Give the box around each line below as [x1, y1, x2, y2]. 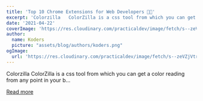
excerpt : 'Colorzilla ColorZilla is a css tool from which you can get [6, 14, 196, 20]
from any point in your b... [6, 76, 71, 84]
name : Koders [11, 37, 45, 43]
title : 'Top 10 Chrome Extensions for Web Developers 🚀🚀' [6, 8, 155, 15]
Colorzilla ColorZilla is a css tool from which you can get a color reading [6, 70, 185, 77]
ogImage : [6, 48, 28, 54]
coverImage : [6, 25, 36, 32]
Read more [6, 88, 34, 95]
